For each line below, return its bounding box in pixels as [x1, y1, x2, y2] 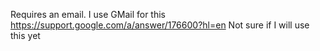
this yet [10, 30, 41, 41]
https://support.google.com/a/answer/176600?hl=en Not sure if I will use [10, 19, 310, 31]
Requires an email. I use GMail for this [10, 9, 166, 20]
